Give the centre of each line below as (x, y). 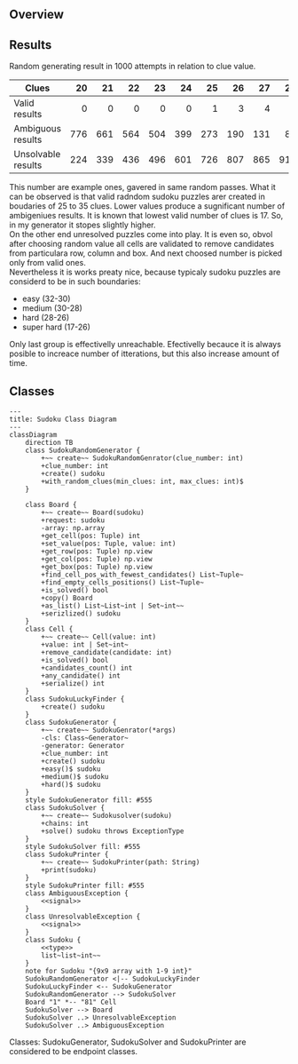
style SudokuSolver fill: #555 (83, 847)
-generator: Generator (83, 746)
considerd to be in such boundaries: (75, 282)
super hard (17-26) (56, 327)
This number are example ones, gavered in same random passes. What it (143, 187)
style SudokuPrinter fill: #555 (85, 886)
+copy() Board (67, 599)
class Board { (51, 505)
